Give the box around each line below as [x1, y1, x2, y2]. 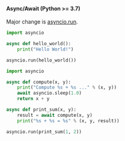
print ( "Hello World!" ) [17, 46, 74, 52]
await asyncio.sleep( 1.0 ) [17, 90, 82, 96]
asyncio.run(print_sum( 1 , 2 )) [6, 128, 82, 135]
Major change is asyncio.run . [6, 18, 78, 25]
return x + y [17, 96, 50, 102]
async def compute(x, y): [6, 79, 71, 85]
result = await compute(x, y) [17, 112, 93, 118]
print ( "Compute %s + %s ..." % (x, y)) [17, 84, 117, 90]
